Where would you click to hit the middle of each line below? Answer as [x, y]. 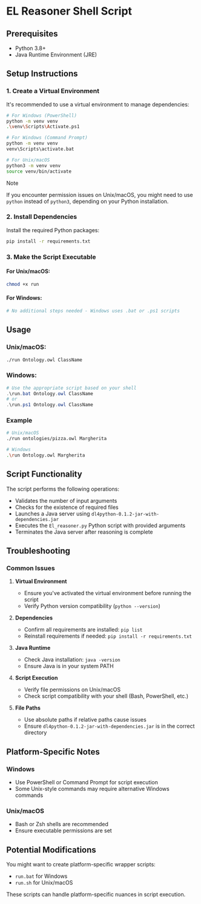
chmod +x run [23, 284]
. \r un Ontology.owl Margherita [46, 455]
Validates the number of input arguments [66, 500]
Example [19, 421]
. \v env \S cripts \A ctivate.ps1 [43, 127]
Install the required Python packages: [53, 230]
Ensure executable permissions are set [63, 830]
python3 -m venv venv [34, 165]
